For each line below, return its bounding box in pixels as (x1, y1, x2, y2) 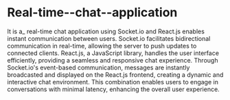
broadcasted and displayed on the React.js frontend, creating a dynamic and (7, 70, 224, 79)
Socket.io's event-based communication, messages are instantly (7, 63, 190, 71)
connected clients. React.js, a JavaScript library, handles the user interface (7, 49, 220, 57)
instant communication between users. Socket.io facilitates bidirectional (7, 34, 211, 42)
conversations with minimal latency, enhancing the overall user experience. (7, 85, 220, 93)
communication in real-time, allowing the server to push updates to (7, 41, 197, 50)
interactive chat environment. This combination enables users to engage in (7, 78, 218, 86)
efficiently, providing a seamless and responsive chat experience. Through (7, 56, 218, 64)
